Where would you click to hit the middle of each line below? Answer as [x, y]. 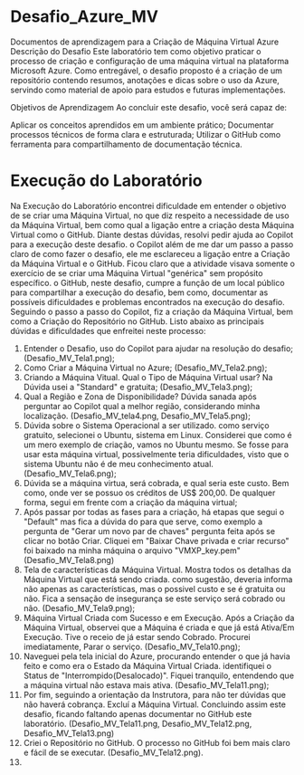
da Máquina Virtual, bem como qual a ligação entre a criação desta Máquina [152, 225]
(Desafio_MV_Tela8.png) [69, 560]
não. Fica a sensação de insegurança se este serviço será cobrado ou [154, 598]
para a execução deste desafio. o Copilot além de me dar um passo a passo [152, 244]
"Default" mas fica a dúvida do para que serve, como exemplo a [143, 521]
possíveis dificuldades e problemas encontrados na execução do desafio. [147, 301]
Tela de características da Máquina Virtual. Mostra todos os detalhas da [157, 569]
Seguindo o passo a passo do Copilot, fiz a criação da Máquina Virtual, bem [152, 311]
